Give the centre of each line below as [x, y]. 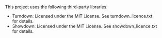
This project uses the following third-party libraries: [56, 7]
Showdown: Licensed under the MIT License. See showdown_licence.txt [84, 26]
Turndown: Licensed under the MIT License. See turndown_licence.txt [82, 16]
